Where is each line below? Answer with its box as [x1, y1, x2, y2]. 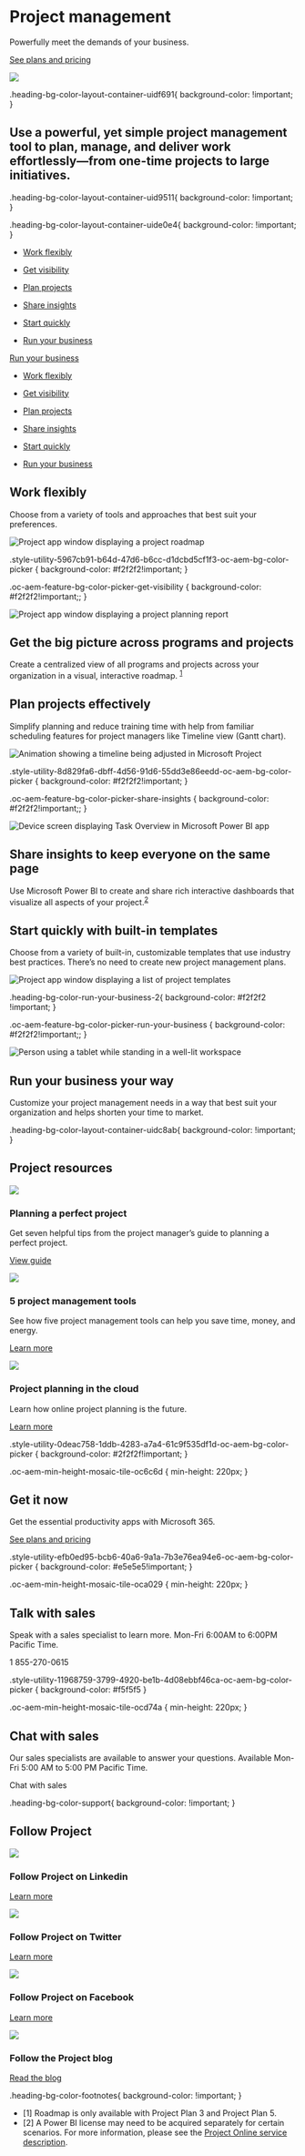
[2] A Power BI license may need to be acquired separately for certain [22, 2118, 285, 2129]
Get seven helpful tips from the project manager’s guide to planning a [9, 1228, 269, 1239]
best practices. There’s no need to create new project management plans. [9, 956, 287, 967]
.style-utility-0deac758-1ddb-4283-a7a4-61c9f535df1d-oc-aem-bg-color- [9, 1438, 290, 1449]
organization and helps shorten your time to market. [9, 1107, 204, 1118]
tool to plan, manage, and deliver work [9, 139, 231, 155]
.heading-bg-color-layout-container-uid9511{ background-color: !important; [9, 191, 294, 202]
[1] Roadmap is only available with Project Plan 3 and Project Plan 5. [22, 2108, 278, 2119]
